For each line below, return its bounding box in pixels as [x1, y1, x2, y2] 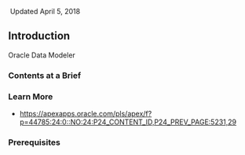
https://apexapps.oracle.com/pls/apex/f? [19, 109, 152, 119]
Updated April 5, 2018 [9, 7, 81, 16]
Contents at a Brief [8, 70, 81, 81]
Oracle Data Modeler [8, 50, 76, 60]
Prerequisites [8, 137, 60, 148]
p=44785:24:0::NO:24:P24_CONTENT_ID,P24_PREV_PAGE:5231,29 [19, 117, 237, 127]
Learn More [8, 90, 53, 101]
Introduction [8, 29, 71, 42]
